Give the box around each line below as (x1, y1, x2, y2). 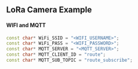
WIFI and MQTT (6, 21, 46, 29)
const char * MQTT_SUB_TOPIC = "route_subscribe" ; (6, 57, 133, 64)
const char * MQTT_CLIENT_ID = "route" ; (6, 52, 106, 58)
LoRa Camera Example (6, 5, 92, 15)
